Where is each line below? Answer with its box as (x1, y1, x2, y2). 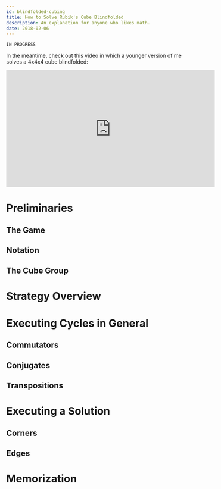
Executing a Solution (6, 405, 110, 418)
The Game (6, 225, 46, 235)
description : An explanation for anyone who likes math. (6, 20, 151, 26)
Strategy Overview (6, 289, 101, 303)
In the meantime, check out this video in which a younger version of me (6, 52, 182, 59)
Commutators (6, 340, 59, 350)
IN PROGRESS (6, 42, 36, 48)
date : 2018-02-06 (6, 25, 49, 32)
